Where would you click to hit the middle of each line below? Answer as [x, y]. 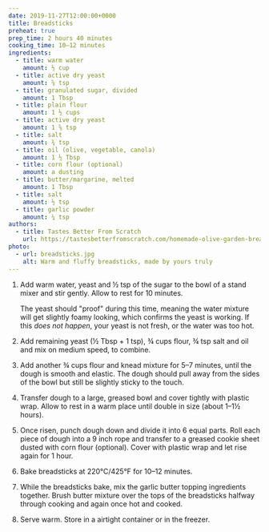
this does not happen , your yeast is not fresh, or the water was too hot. [137, 325]
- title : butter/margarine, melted [75, 180]
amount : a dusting [53, 172]
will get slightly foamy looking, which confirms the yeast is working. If [134, 316]
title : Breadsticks [41, 23]
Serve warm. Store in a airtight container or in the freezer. [115, 519]
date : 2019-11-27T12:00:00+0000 [62, 16]
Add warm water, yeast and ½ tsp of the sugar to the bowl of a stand [133, 284]
